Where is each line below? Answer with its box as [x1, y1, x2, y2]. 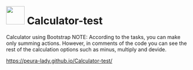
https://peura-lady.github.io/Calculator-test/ [6, 57, 113, 64]
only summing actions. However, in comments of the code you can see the [6, 40, 187, 47]
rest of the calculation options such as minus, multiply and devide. [6, 45, 167, 52]
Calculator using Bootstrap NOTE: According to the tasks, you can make [6, 33, 181, 40]
